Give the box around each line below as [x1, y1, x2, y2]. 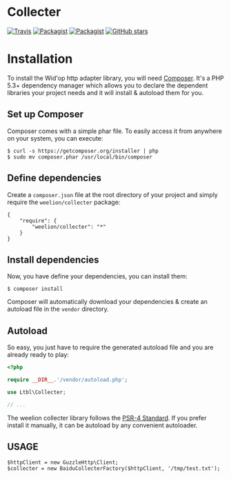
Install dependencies [7, 254, 99, 265]
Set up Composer [7, 108, 84, 121]
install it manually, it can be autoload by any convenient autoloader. [7, 421, 198, 429]
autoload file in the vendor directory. [7, 305, 109, 314]
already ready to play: [7, 351, 69, 359]
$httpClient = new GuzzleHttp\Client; [7, 459, 119, 466]
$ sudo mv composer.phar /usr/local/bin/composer [7, 153, 153, 161]
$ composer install [7, 285, 63, 293]
